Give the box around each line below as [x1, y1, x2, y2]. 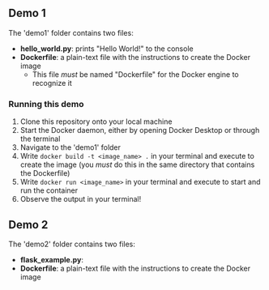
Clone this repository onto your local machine [19, 117, 173, 126]
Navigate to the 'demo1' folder [19, 143, 122, 152]
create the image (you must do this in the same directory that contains [19, 160, 255, 169]
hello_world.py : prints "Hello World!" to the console [19, 44, 194, 53]
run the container [19, 186, 79, 195]
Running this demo [8, 98, 84, 109]
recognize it [32, 78, 73, 87]
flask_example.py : [19, 254, 83, 264]
